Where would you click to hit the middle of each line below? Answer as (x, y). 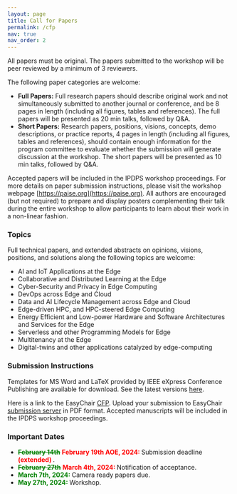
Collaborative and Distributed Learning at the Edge (92, 279)
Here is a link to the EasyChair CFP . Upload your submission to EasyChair (115, 403)
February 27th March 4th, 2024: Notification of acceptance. (107, 468)
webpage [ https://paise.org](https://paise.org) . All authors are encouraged (117, 193)
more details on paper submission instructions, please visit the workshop (115, 186)
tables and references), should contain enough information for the (114, 142)
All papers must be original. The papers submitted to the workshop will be (116, 61)
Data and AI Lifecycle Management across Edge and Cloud (104, 302)
